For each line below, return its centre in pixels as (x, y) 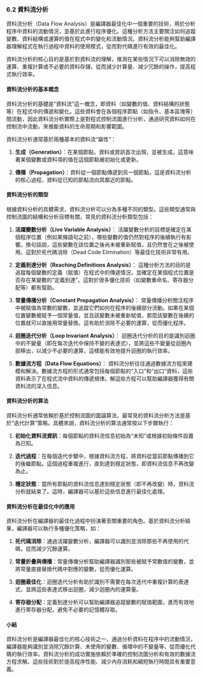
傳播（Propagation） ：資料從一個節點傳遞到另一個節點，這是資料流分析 (103, 172)
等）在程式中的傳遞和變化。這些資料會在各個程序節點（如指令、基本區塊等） (101, 111)
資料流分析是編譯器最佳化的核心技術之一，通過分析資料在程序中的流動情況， (101, 639)
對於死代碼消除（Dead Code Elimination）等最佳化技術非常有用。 (112, 252)
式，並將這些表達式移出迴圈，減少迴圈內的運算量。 (78, 589)
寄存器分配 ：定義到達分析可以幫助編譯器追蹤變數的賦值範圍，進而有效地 (104, 602)
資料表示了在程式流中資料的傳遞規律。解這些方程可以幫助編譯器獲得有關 (104, 378)
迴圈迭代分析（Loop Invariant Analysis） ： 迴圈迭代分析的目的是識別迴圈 (105, 335)
